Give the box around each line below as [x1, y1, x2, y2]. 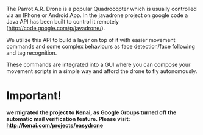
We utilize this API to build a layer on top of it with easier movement [6, 36, 176, 43]
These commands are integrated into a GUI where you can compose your [6, 61, 191, 68]
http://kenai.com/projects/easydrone [6, 122, 104, 129]
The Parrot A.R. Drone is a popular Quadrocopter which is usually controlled [6, 5, 197, 12]
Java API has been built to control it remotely [6, 18, 119, 25]
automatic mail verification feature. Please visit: [6, 115, 130, 122]
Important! [6, 89, 62, 103]
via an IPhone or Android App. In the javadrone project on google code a [6, 12, 188, 19]
